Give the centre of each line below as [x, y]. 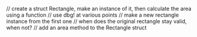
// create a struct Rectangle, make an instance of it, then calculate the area [99, 9]
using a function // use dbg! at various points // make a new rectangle [92, 15]
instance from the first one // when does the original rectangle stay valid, [97, 21]
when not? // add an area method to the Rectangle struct [77, 27]
